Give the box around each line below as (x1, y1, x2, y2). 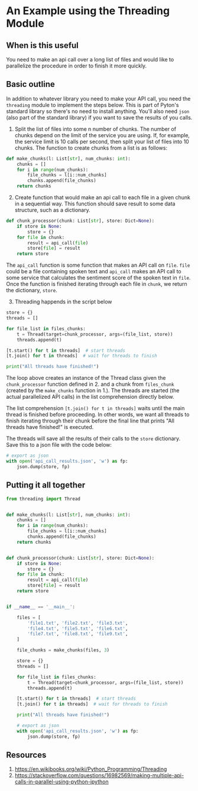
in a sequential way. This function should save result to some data (14, 200, 176, 208)
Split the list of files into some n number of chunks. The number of (14, 125, 176, 133)
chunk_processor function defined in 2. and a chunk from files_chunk (6, 380, 174, 388)
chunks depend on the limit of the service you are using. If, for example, (14, 131, 190, 138)
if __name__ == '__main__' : (6, 603, 76, 610)
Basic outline (6, 79, 55, 89)
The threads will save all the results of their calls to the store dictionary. (6, 435, 181, 442)
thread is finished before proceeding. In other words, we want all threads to (6, 411, 190, 418)
